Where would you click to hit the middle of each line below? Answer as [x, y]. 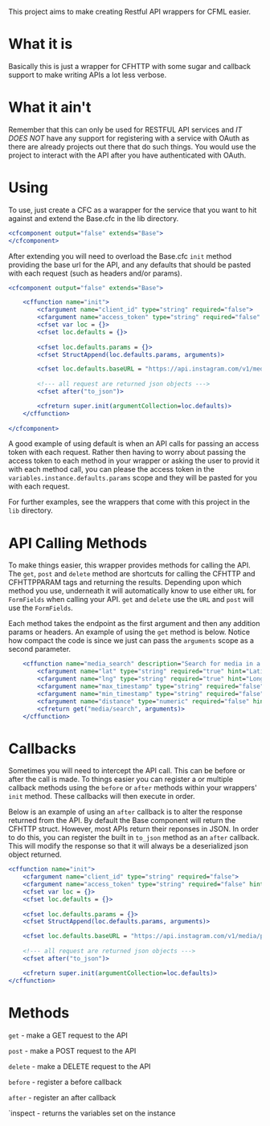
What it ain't [50, 107]
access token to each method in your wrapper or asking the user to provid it [134, 461]
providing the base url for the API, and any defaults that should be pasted [130, 264]
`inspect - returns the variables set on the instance [92, 1113]
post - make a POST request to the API [72, 1050]
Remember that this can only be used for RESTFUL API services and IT [125, 129]
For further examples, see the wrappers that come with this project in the [129, 502]
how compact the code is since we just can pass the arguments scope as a [131, 641]
